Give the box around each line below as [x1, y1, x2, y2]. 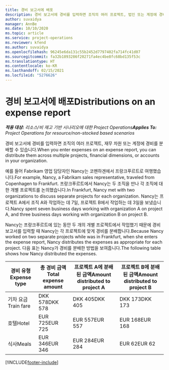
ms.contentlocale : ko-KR [5, 63, 57, 68]
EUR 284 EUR [72, 337, 104, 344]
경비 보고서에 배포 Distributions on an [5, 96, 155, 108]
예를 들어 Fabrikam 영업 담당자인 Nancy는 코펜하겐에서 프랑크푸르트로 [5, 168, 144, 174]
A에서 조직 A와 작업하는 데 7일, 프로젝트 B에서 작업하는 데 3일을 [18, 199, 144, 205]
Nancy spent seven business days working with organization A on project [10, 206, 163, 212]
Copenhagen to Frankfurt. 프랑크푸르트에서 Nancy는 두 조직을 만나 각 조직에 [5, 180, 158, 187]
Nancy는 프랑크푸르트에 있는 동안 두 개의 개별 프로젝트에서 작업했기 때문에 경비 [5, 222, 161, 228]
